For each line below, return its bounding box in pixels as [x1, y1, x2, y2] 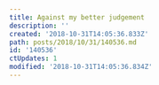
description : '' [9, 21, 69, 30]
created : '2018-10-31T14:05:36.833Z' [9, 29, 149, 38]
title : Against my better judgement [9, 12, 145, 22]
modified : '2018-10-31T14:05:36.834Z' [9, 63, 153, 72]
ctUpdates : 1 [9, 54, 58, 63]
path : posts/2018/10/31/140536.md [9, 37, 138, 47]
